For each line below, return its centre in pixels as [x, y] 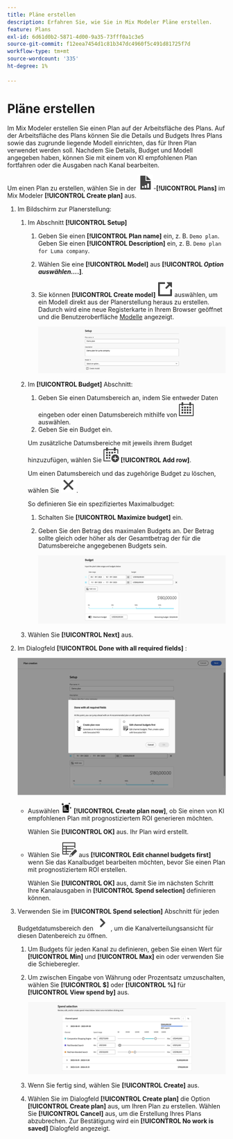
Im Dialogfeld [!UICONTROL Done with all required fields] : [102, 648]
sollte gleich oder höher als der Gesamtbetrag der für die [119, 539]
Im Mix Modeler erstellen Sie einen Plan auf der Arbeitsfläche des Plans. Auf [116, 128]
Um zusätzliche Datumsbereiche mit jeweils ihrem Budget [110, 443]
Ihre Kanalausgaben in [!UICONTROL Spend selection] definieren [122, 890]
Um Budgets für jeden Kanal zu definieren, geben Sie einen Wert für [125, 949]
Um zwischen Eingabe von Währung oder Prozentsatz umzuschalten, [126, 977]
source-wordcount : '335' [43, 59]
